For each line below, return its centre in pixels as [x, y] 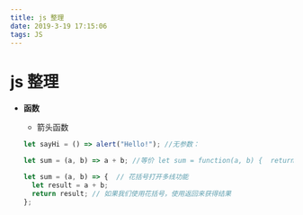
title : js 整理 [37, 18]
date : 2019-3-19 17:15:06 [58, 26]
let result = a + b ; [70, 185]
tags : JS [27, 34]
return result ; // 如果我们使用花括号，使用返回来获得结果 [132, 193]
